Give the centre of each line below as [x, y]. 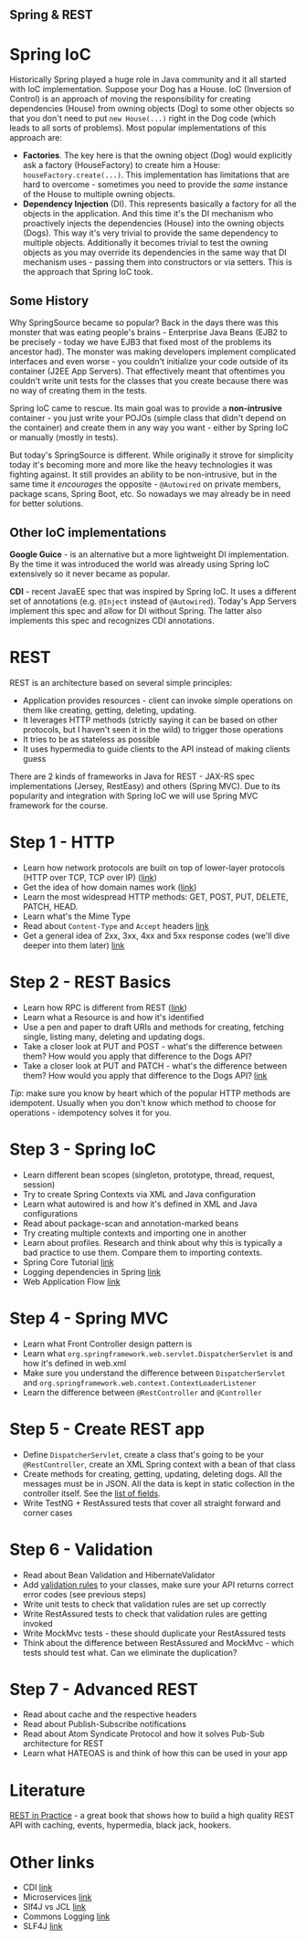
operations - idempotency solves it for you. [90, 1112]
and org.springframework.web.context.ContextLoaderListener [139, 1382]
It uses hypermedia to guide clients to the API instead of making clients [156, 749]
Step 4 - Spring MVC [89, 1318]
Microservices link [57, 1897]
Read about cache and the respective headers [110, 1714]
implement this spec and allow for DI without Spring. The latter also [136, 610]
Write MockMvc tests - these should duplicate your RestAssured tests [154, 1633]
